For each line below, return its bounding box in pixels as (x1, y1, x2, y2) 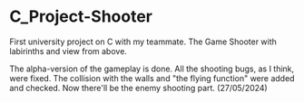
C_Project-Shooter (9, 6, 152, 27)
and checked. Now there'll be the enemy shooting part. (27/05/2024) (9, 82, 268, 93)
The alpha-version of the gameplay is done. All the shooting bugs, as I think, (9, 63, 295, 74)
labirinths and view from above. (9, 45, 127, 56)
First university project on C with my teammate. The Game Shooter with (9, 36, 277, 47)
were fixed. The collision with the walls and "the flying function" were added (9, 72, 295, 83)
